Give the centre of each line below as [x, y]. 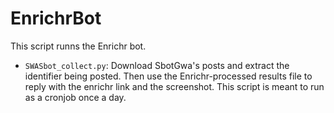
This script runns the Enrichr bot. [78, 46]
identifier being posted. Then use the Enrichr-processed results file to [168, 76]
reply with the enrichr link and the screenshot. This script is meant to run [174, 86]
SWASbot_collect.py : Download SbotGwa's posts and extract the [157, 65]
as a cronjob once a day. [75, 97]
